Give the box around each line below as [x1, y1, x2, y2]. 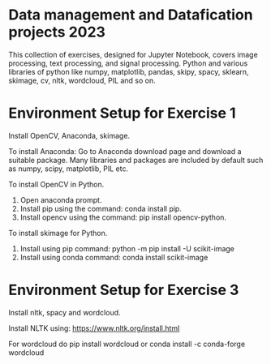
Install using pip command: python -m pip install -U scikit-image [19, 243, 235, 253]
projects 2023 [8, 23, 105, 41]
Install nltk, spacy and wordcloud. [8, 307, 121, 317]
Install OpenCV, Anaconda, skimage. [8, 131, 131, 140]
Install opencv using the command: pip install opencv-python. [19, 212, 227, 222]
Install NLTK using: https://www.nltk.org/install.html [8, 323, 180, 333]
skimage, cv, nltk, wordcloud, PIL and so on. [8, 75, 156, 85]
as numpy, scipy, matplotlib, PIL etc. [8, 164, 128, 173]
